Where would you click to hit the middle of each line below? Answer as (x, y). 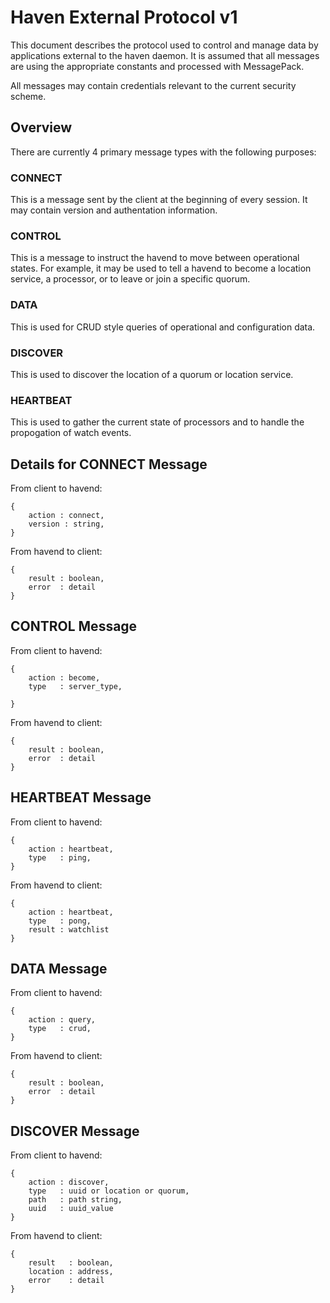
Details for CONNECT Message (109, 464)
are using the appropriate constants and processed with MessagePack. (157, 66)
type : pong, (60, 921)
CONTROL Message (74, 626)
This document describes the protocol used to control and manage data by (164, 45)
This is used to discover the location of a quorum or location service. (152, 374)
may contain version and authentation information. (114, 210)
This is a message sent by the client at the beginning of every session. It (159, 200)
